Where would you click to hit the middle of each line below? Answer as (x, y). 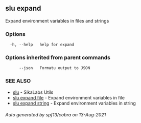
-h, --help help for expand (42, 45)
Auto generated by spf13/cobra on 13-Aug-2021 (56, 115)
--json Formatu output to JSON (54, 68)
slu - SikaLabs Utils (33, 92)
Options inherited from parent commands (58, 57)
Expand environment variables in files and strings (57, 20)
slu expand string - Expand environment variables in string (74, 103)
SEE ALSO (18, 81)
